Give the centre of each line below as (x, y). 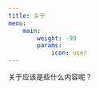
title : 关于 (27, 16)
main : (32, 30)
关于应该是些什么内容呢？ (50, 77)
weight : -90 (57, 38)
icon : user (69, 53)
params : (49, 46)
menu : (17, 23)
